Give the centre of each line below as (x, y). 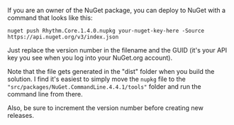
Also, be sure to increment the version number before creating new (105, 108)
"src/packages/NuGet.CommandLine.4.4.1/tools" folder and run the (104, 87)
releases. (21, 115)
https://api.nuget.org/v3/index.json (63, 37)
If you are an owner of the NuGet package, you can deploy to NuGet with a (116, 10)
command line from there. (45, 94)
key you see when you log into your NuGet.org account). (90, 58)
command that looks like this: (50, 18)
